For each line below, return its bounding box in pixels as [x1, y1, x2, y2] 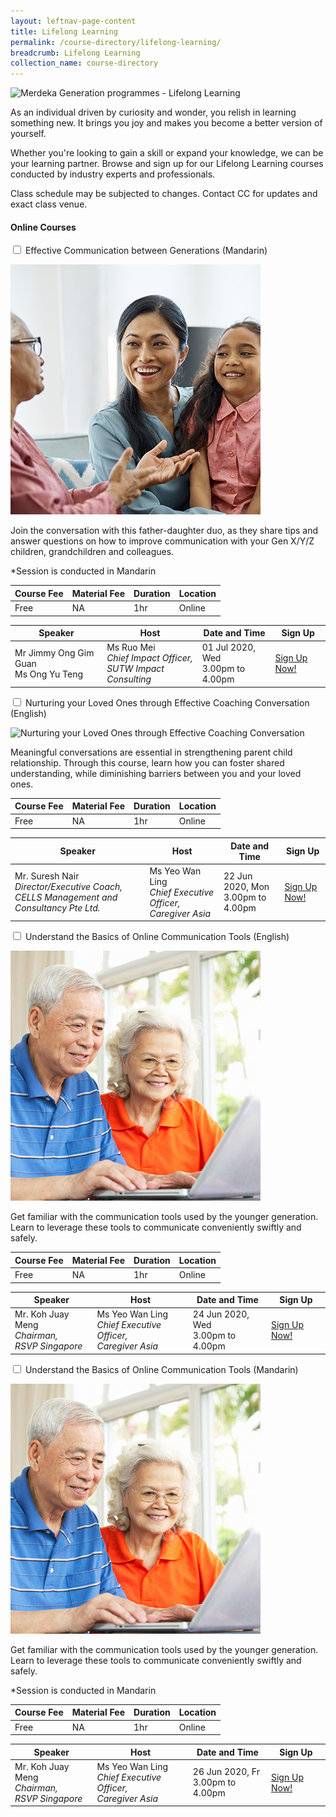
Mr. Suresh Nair [14, 870, 80, 882]
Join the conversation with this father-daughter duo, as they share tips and [10, 525, 319, 537]
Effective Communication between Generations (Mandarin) [24, 245, 268, 257]
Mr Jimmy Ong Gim [14, 646, 95, 659]
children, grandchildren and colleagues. [10, 546, 175, 558]
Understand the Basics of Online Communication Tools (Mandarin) [24, 1363, 299, 1375]
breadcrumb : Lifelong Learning [10, 48, 141, 58]
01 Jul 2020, [201, 641, 257, 654]
